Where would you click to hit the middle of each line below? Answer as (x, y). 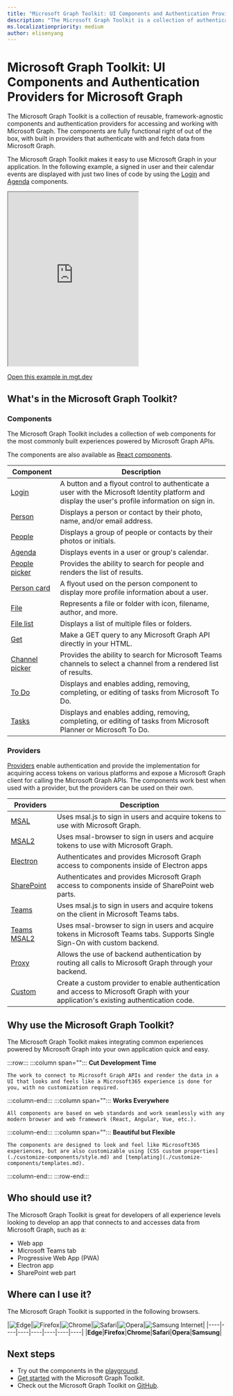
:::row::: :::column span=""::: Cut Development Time (82, 1063)
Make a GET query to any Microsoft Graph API (135, 635)
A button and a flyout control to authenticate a (135, 483)
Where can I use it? (50, 1295)
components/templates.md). (46, 1163)
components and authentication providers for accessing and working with (113, 124)
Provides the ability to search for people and (132, 563)
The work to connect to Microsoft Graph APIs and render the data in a (113, 1075)
